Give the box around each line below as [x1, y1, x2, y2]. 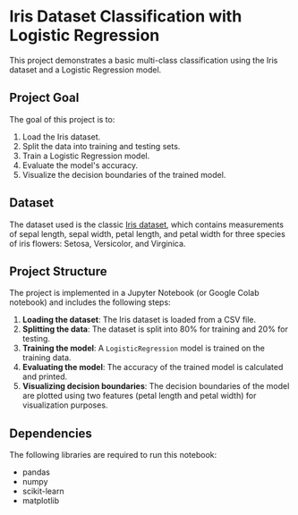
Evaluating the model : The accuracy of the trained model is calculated [21, 362, 284, 373]
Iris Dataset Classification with [9, 6, 243, 27]
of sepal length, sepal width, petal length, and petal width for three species [9, 228, 286, 239]
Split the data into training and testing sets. [21, 140, 181, 151]
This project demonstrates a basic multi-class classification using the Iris [9, 55, 278, 65]
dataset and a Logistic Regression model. [9, 64, 162, 75]
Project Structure [9, 264, 107, 279]
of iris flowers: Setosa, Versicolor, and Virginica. [9, 238, 186, 249]
